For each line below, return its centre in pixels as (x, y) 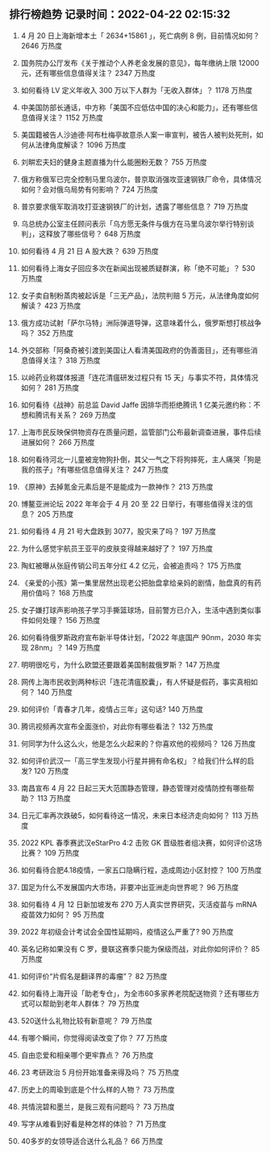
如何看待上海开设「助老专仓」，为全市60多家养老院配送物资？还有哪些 (137, 993)
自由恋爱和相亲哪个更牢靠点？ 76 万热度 (87, 1055)
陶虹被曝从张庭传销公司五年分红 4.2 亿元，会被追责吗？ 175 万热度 (131, 566)
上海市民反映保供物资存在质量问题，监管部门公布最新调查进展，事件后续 (141, 432)
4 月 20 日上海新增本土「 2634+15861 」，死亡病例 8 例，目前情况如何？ (140, 36)
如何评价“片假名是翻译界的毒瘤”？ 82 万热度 (94, 976)
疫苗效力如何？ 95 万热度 (63, 914)
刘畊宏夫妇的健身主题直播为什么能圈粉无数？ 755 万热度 (114, 162)
